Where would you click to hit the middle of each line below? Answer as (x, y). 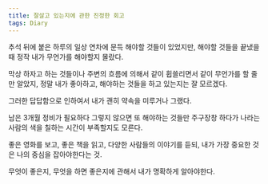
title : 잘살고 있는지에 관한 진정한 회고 (66, 16)
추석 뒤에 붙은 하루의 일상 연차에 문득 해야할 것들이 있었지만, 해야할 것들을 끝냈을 (134, 47)
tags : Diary (28, 23)
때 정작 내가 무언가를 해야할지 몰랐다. (66, 57)
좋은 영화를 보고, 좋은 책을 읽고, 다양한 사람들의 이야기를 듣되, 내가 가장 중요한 (130, 144)
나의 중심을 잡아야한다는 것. (59, 154)
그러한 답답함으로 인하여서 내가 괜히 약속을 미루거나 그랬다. (100, 100)
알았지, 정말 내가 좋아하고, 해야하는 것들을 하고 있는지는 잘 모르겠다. (122, 84)
